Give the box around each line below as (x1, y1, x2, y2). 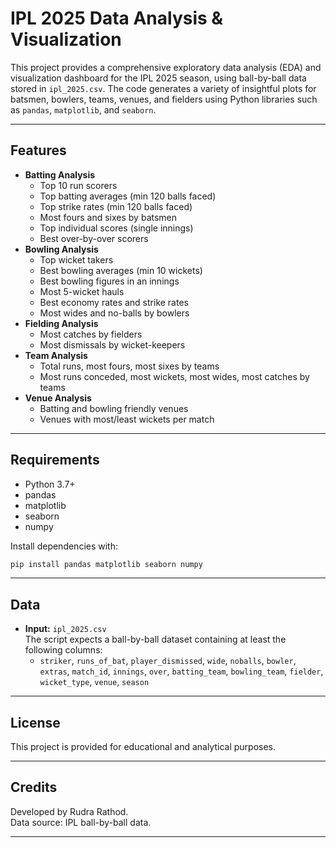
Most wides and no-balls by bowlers (39, 307, 190, 319)
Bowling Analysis (24, 243, 99, 255)
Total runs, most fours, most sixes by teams (39, 360, 220, 372)
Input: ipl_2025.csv (24, 623, 107, 635)
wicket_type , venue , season (39, 676, 150, 688)
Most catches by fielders (39, 328, 143, 340)
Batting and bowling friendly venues (39, 402, 189, 414)
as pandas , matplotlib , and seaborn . (10, 103, 157, 116)
